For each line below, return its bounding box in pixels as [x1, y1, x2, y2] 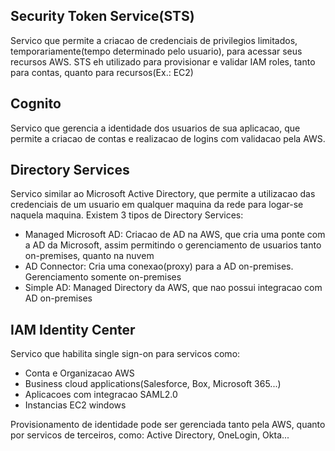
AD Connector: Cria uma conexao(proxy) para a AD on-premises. [24, 260, 294, 273]
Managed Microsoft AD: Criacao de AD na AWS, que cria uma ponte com [24, 229, 326, 241]
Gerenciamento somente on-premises [24, 271, 182, 283]
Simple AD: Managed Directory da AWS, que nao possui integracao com [24, 282, 323, 294]
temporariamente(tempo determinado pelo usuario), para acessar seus [10, 45, 303, 57]
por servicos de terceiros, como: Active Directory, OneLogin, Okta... [10, 429, 290, 441]
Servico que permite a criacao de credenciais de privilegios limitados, [10, 34, 298, 46]
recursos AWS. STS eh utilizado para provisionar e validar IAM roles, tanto [10, 55, 316, 68]
